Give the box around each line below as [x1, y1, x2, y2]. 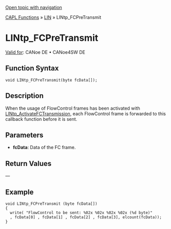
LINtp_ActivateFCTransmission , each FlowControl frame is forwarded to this [5, 110, 166, 117]
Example [5, 188, 34, 196]
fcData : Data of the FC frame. [12, 144, 76, 151]
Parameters [5, 131, 44, 139]
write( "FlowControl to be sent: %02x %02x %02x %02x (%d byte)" [10, 210, 153, 215]
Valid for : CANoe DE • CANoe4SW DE [5, 49, 86, 55]
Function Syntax [5, 64, 59, 73]
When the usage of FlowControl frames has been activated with [5, 105, 140, 111]
